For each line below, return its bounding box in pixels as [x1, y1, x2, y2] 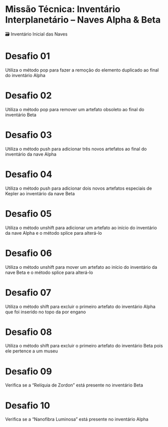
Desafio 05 [5, 208, 52, 219]
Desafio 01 [5, 51, 50, 62]
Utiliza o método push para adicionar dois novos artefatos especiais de [5, 185, 152, 191]
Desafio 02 [5, 90, 52, 101]
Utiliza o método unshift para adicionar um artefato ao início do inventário [5, 224, 157, 231]
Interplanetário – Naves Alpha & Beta [5, 14, 161, 26]
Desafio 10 [5, 399, 50, 411]
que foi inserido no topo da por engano [5, 309, 86, 315]
